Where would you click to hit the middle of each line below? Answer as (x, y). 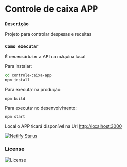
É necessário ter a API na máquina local (45, 56)
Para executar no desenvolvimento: (41, 108)
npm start (15, 117)
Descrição (17, 24)
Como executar (22, 46)
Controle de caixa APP (52, 9)
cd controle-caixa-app (28, 75)
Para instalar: (18, 66)
